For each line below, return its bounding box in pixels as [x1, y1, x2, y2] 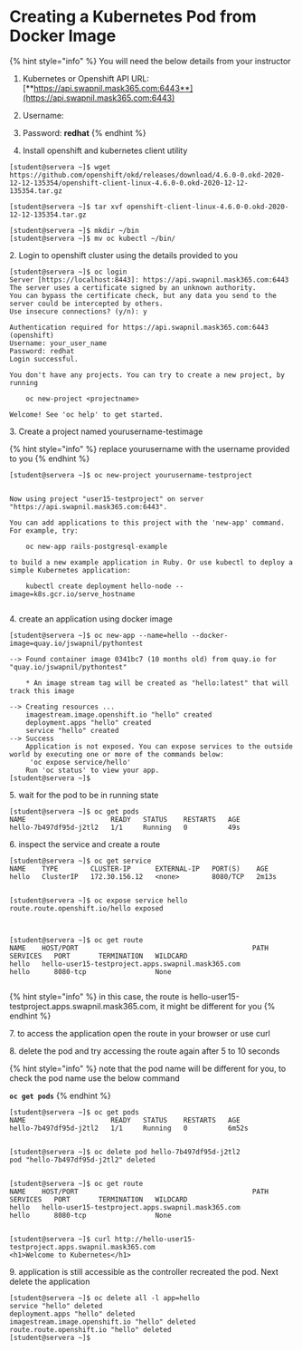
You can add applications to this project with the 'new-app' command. [9, 518, 285, 527]
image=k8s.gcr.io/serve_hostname [9, 589, 136, 599]
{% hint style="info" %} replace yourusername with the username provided [9, 443, 290, 454]
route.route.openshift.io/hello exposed [9, 903, 165, 912]
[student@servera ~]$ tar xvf [9, 202, 124, 211]
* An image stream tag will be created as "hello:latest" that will [25, 678, 289, 688]
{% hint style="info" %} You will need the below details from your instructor [9, 55, 291, 66]
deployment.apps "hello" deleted [9, 1309, 136, 1318]
